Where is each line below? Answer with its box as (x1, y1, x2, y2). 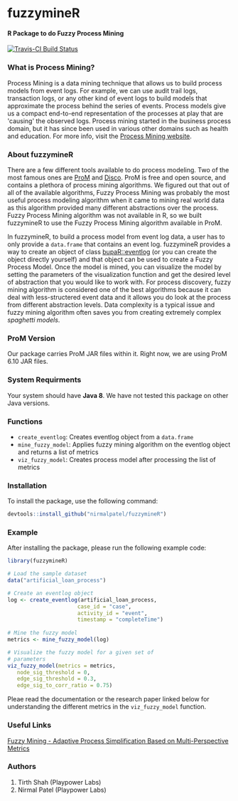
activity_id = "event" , (77, 609, 148, 617)
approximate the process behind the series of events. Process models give (7, 101, 226, 110)
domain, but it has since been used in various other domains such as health (7, 124, 229, 132)
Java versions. (7, 399, 50, 407)
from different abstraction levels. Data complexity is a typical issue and (7, 300, 215, 309)
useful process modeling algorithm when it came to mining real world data (7, 196, 225, 204)
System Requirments (7, 375, 82, 385)
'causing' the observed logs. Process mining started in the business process (7, 116, 232, 125)
